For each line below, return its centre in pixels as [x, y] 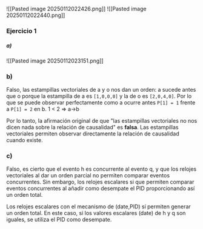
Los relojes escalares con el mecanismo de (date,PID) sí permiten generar [98, 207]
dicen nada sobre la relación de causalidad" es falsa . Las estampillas [92, 128]
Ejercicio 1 [22, 31]
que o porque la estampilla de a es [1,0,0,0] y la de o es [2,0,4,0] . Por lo [99, 96]
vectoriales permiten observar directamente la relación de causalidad [93, 134]
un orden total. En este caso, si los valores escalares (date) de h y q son [96, 213]
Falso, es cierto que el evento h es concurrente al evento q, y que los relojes [101, 169]
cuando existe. [25, 140]
